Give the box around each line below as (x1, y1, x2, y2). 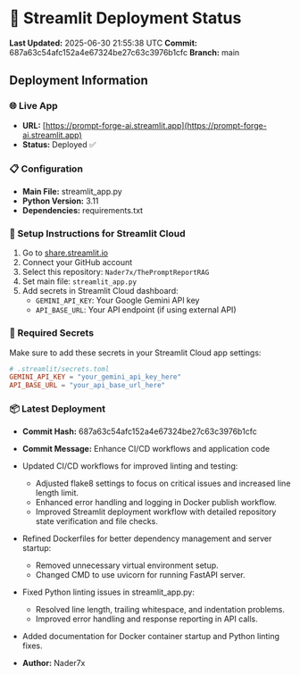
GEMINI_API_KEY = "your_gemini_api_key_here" (9, 372, 181, 382)
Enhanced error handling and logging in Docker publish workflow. (35, 497, 277, 508)
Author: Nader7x (21, 658, 86, 669)
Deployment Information (9, 73, 149, 88)
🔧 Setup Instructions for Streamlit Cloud (9, 227, 186, 239)
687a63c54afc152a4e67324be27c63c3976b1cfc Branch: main (9, 46, 240, 57)
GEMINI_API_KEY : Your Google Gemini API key (35, 295, 200, 306)
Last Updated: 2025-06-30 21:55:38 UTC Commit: (9, 37, 198, 48)
